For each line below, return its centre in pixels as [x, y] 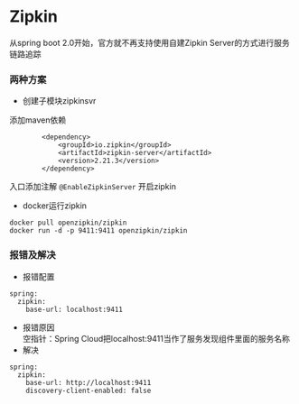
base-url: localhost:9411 [75, 309]
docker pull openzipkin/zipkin [68, 223]
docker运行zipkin [55, 206]
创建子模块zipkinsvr [59, 101]
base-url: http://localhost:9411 [89, 382]
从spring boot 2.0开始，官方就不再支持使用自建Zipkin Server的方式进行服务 [150, 42]
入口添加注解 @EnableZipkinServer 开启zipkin [93, 187]
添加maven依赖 [37, 120]
